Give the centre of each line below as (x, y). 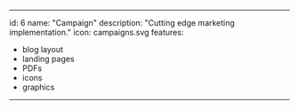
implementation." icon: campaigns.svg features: (97, 32)
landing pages (48, 59)
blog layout (43, 49)
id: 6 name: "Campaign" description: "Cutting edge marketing (122, 23)
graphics (38, 87)
